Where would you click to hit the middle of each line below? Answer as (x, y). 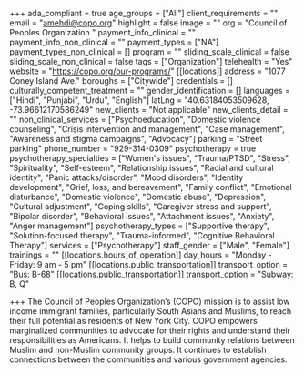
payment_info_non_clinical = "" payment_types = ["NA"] (114, 42)
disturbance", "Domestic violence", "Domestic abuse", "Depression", (138, 197)
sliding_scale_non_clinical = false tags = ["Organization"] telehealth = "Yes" (151, 61)
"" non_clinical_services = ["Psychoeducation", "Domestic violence (135, 119)
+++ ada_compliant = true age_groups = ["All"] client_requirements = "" (144, 13)
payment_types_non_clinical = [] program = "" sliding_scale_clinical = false (149, 52)
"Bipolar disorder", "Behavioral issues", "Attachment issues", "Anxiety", (142, 216)
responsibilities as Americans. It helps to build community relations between (152, 340)
